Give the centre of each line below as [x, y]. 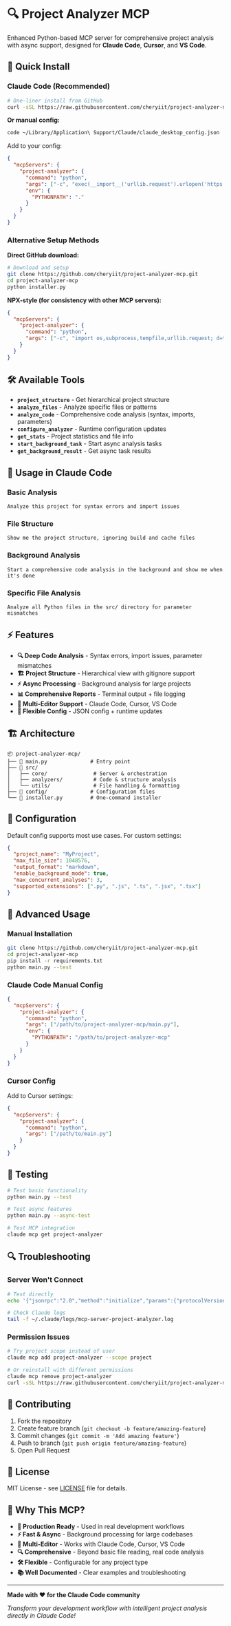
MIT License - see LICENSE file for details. [67, 1488]
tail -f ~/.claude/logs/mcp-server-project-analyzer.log [90, 1320]
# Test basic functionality [47, 1190]
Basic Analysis [32, 492]
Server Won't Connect [45, 1280]
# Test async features [40, 1210]
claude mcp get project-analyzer [55, 1235]
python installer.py [37, 287]
